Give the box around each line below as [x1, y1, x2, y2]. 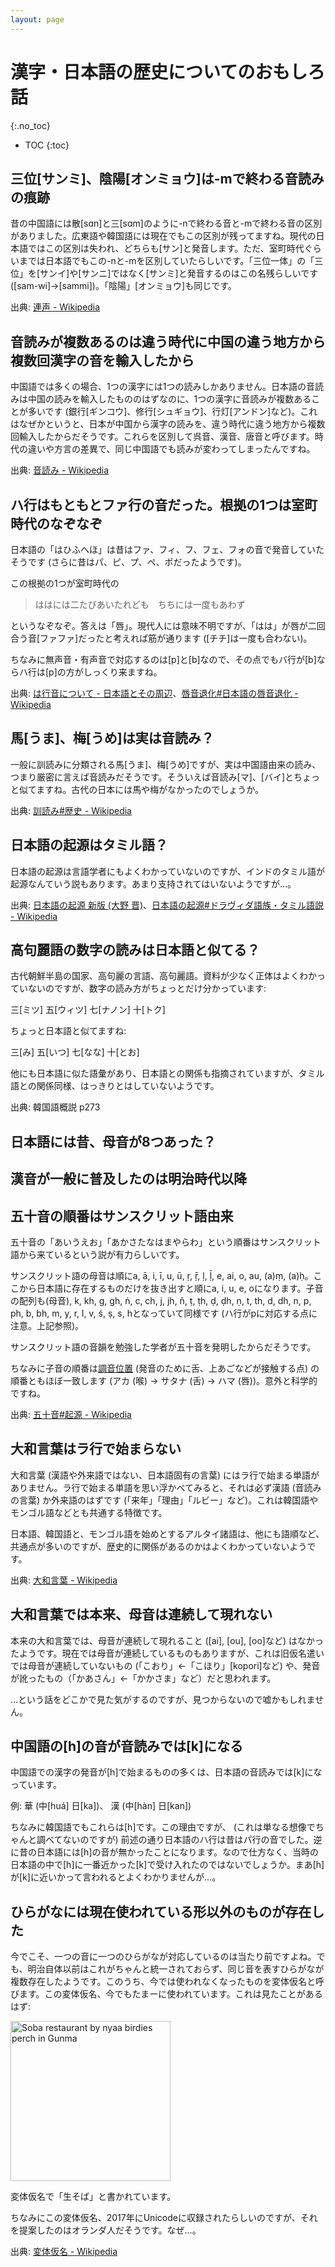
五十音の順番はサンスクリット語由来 [10, 1207, 234, 1225]
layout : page [10, 14, 65, 25]
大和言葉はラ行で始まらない [10, 1441, 182, 1458]
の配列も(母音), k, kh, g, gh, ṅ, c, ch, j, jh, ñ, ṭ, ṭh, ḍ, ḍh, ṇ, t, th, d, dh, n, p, [10, 1295, 312, 1307]
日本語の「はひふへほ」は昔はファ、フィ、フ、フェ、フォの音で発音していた [10, 544, 325, 555]
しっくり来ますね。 [83, 666, 163, 678]
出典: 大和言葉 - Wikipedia [10, 1574, 118, 1586]
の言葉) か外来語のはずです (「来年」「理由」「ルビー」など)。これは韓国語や [10, 1494, 319, 1506]
